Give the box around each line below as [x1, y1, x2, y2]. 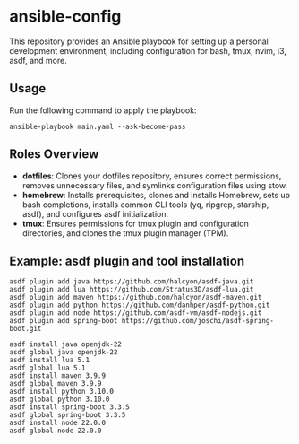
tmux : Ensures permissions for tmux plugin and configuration [21, 218, 249, 229]
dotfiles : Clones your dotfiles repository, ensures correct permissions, [21, 170, 282, 181]
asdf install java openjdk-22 [9, 340, 123, 349]
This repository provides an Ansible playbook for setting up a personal [9, 36, 269, 47]
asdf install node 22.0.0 [9, 419, 106, 428]
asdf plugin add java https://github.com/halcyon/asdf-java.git [9, 277, 254, 286]
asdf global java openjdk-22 [9, 348, 118, 357]
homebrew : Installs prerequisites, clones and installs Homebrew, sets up [21, 189, 291, 200]
